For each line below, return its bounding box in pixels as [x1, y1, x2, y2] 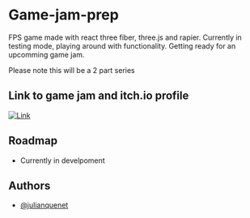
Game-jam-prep [8, 6, 119, 24]
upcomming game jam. [8, 49, 85, 59]
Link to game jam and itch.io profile [8, 89, 189, 103]
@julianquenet [19, 200, 69, 210]
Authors [8, 178, 51, 192]
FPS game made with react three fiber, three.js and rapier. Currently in [8, 32, 243, 42]
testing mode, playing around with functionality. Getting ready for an [8, 41, 236, 50]
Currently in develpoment [19, 156, 105, 165]
